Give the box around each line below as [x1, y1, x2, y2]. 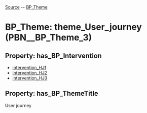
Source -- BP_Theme [5, 4, 48, 10]
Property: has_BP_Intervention [5, 51, 102, 60]
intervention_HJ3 [12, 75, 48, 81]
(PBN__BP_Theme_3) [5, 32, 92, 43]
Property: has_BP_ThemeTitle [5, 89, 99, 98]
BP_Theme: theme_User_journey [5, 22, 142, 33]
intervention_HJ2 [12, 70, 48, 75]
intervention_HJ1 [12, 65, 47, 71]
